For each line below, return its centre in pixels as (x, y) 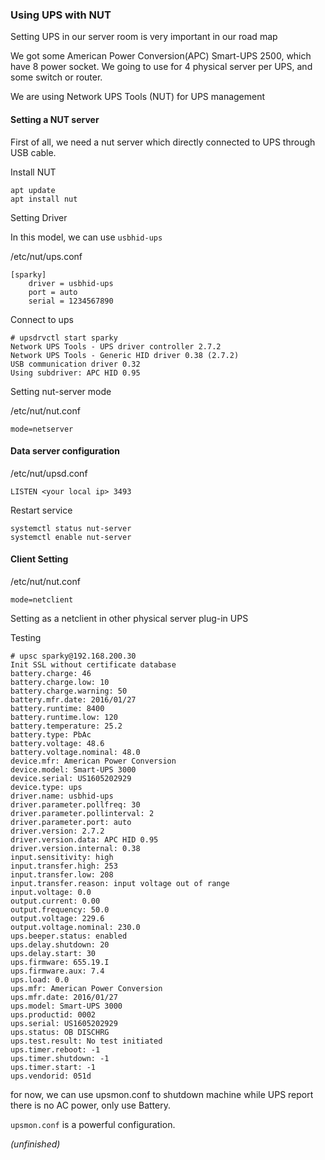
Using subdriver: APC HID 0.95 (75, 373)
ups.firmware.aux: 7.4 (57, 971)
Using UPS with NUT (61, 15)
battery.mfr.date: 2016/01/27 (73, 699)
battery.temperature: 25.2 (66, 726)
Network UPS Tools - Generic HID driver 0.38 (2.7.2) (125, 355)
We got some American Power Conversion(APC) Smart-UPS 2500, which (161, 56)
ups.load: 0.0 (40, 979)
